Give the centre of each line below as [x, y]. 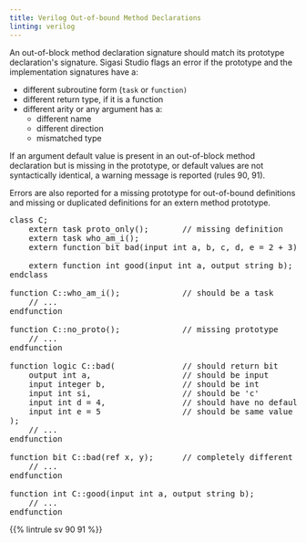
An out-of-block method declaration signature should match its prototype [147, 52]
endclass [29, 274]
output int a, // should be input [149, 375]
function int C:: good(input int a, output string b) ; [132, 493]
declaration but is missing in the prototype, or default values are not [137, 165]
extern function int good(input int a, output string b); [161, 265]
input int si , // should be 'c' [144, 393]
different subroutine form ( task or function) [105, 89]
